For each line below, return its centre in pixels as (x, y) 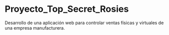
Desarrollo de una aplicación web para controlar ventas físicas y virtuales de (84, 23)
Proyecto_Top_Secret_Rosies (67, 9)
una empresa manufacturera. (35, 28)
